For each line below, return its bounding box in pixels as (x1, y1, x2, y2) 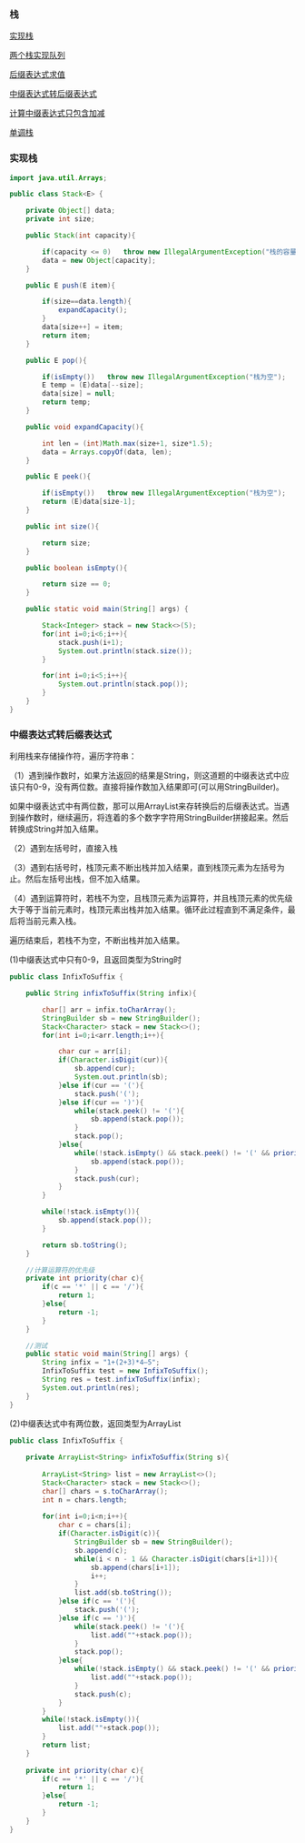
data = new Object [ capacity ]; (42, 256, 156, 265)
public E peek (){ (25, 472, 92, 481)
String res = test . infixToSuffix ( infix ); (42, 1375, 202, 1385)
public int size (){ (25, 521, 100, 531)
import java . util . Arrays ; (9, 173, 107, 183)
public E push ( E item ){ (25, 280, 116, 290)
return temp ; (42, 398, 92, 407)
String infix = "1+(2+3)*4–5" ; (42, 1358, 161, 1367)
